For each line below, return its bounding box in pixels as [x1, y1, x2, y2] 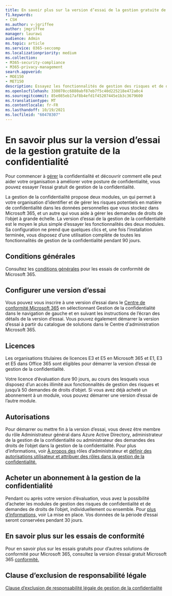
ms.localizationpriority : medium [5, 50, 77, 55]
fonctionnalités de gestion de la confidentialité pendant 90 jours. [5, 237, 141, 243]
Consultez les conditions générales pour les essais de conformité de [5, 266, 150, 272]
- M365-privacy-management [5, 65, 63, 70]
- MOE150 [5, 74, 24, 79]
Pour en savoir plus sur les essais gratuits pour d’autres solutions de [5, 545, 149, 551]
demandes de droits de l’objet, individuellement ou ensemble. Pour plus [5, 506, 156, 512]
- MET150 [5, 79, 24, 84]
